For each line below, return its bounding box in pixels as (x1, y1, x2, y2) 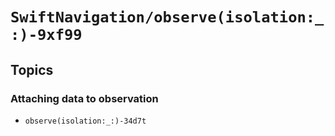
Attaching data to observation (10, 91, 159, 105)
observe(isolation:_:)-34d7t (24, 116, 147, 126)
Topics (10, 61, 54, 78)
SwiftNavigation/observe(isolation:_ (10, 8, 325, 27)
